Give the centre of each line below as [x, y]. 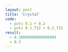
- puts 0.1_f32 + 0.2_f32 [36, 28]
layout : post [19, 10]
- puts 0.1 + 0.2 [28, 24]
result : [13, 33]
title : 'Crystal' [23, 14]
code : [11, 19]
